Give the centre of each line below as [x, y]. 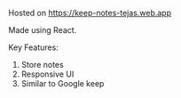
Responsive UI [47, 74]
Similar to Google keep [63, 83]
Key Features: [33, 47]
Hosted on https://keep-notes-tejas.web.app [90, 13]
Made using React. [43, 30]
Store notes [42, 65]
